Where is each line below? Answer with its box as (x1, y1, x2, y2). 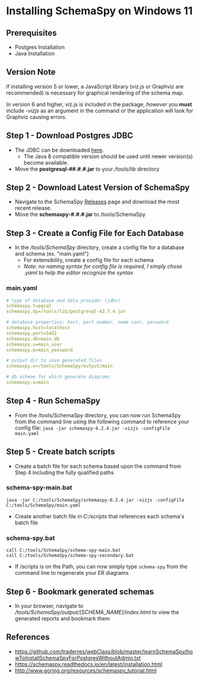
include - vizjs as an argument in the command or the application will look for (6, 107, 194, 114)
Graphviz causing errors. (6, 113, 67, 120)
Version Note (6, 67, 56, 77)
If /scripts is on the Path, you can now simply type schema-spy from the (14, 563, 188, 570)
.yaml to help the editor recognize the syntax (23, 269, 134, 276)
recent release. (14, 204, 52, 212)
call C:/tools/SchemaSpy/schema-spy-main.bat (6, 547, 121, 553)
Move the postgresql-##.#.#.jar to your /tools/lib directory (14, 165, 160, 172)
